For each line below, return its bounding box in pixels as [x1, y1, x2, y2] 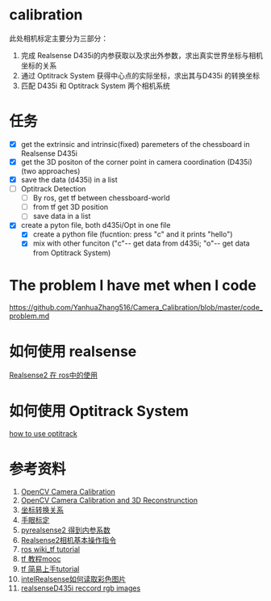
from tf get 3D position [32, 202, 109, 212]
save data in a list [32, 212, 91, 221]
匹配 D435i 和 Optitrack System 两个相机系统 [20, 81, 170, 90]
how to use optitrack [9, 429, 77, 439]
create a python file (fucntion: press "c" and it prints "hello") [32, 229, 233, 239]
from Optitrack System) [32, 248, 111, 258]
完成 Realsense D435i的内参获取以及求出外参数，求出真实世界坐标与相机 [20, 50, 263, 60]
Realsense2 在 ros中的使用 [9, 370, 98, 380]
